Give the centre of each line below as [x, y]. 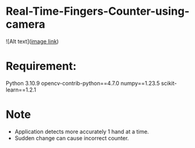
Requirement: [41, 66]
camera [25, 24]
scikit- [169, 83]
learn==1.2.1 [21, 90]
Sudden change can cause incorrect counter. [72, 138]
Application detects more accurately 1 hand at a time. [82, 131]
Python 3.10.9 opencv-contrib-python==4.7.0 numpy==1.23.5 [83, 83]
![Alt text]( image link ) [32, 41]
